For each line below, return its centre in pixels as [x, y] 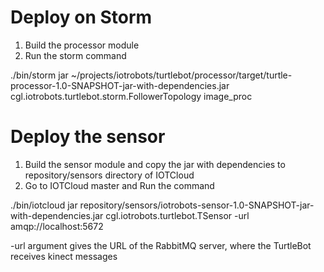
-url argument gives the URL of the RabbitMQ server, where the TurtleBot [161, 245]
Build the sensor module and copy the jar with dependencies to [155, 164]
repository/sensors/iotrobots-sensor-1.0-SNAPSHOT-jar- [197, 205]
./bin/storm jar [39, 75]
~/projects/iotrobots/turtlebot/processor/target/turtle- [181, 75]
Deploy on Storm [81, 17]
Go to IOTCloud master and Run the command [119, 185]
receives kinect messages [64, 256]
